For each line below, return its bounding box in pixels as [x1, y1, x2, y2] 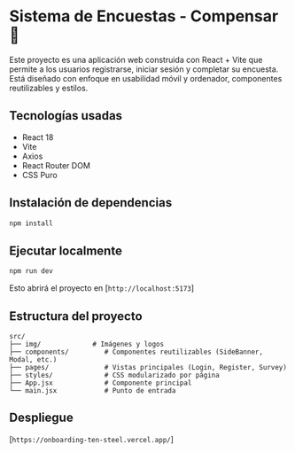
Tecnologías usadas [9, 108, 122, 123]
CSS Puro [21, 169, 58, 180]
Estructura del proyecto [9, 309, 144, 324]
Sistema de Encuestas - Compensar [9, 6, 279, 27]
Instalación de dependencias [9, 195, 173, 210]
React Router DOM [21, 160, 91, 170]
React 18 [21, 131, 54, 143]
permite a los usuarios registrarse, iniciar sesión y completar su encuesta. [9, 64, 279, 74]
